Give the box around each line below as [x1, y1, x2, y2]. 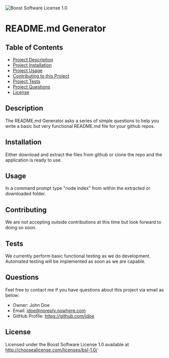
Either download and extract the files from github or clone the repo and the [5, 151, 162, 158]
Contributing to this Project [12, 73, 70, 79]
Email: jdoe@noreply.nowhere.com [12, 307, 86, 314]
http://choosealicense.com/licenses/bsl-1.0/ [5, 347, 98, 353]
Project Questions [12, 84, 50, 89]
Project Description [12, 57, 53, 62]
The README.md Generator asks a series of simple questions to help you [5, 118, 159, 124]
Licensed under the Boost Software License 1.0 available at [5, 341, 129, 347]
